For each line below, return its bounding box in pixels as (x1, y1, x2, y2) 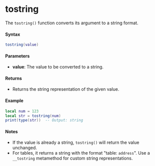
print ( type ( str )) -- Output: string (5, 118, 83, 123)
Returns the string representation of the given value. (12, 86, 120, 92)
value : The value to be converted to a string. (12, 64, 104, 70)
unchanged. (12, 145, 37, 151)
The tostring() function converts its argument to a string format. (5, 20, 139, 26)
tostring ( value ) (5, 42, 39, 48)
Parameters (5, 53, 30, 59)
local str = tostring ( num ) (5, 113, 61, 118)
